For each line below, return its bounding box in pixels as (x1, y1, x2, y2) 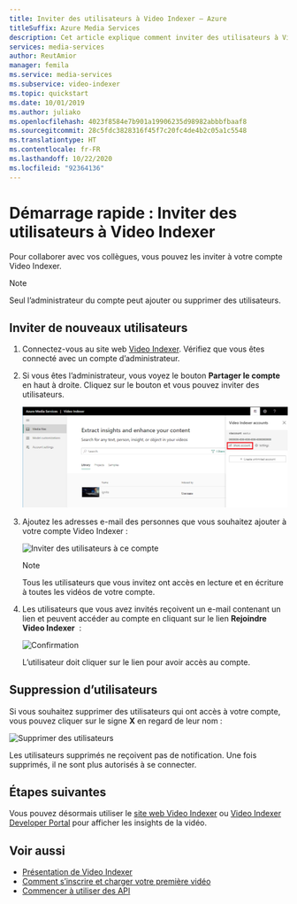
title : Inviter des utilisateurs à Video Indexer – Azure (9, 14, 227, 23)
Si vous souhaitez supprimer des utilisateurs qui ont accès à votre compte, (9, 706, 281, 716)
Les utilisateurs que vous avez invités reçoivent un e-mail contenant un (21, 603, 281, 614)
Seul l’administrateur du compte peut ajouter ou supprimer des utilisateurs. (9, 295, 281, 305)
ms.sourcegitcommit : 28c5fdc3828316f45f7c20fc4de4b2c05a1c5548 (9, 127, 247, 135)
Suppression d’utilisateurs (9, 683, 158, 698)
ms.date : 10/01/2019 (9, 98, 86, 107)
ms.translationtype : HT (9, 135, 97, 145)
